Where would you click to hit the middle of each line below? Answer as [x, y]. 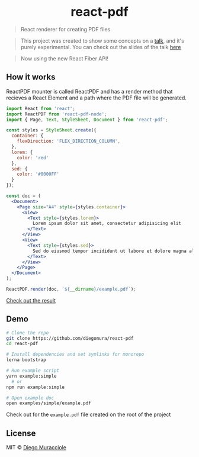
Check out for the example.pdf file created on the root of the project [89, 414]
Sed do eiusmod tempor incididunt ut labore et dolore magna [109, 251]
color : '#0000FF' [38, 174]
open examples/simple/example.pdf [49, 403]
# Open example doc [30, 398]
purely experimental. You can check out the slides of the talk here [101, 47]
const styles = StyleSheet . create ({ [51, 130]
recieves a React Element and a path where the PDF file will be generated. [96, 98]
